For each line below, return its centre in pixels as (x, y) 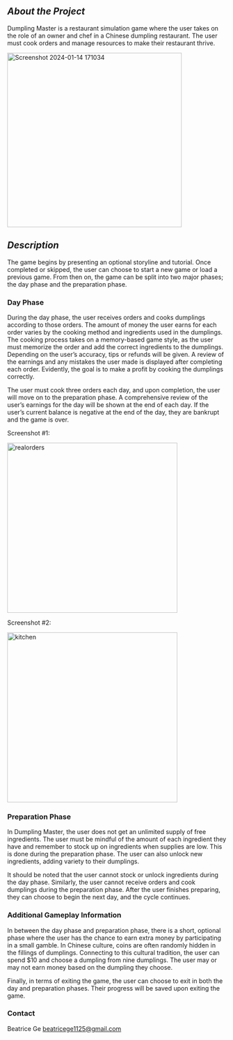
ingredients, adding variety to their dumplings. (73, 861)
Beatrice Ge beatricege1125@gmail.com (64, 1028)
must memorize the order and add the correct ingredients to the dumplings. (115, 346)
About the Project (46, 11)
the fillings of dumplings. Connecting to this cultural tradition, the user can (114, 952)
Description (33, 245)
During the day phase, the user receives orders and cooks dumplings (106, 317)
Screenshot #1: (29, 433)
